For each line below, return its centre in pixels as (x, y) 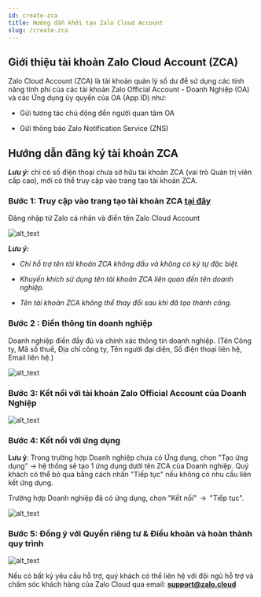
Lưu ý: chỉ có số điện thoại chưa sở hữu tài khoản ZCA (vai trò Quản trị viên (130, 172)
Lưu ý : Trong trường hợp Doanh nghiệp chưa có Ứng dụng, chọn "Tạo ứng (128, 457)
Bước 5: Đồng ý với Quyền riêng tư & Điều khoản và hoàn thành (130, 534)
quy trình (26, 543)
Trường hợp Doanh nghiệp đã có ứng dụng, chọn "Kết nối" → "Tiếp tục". (126, 498)
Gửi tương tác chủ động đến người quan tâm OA (97, 113)
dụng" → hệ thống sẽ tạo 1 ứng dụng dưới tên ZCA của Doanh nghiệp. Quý (129, 466)
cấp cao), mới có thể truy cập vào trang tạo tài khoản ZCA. (103, 181)
